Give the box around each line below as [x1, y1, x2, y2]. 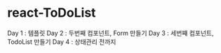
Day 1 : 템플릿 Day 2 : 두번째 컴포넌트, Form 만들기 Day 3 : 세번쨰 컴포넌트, [7, 29, 214, 37]
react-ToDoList [7, 5, 96, 21]
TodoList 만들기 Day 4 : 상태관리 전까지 [7, 37, 116, 46]
